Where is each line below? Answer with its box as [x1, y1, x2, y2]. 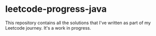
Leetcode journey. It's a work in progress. [5, 25, 91, 31]
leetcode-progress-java [5, 3, 107, 15]
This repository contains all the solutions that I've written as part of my [5, 20, 151, 26]
